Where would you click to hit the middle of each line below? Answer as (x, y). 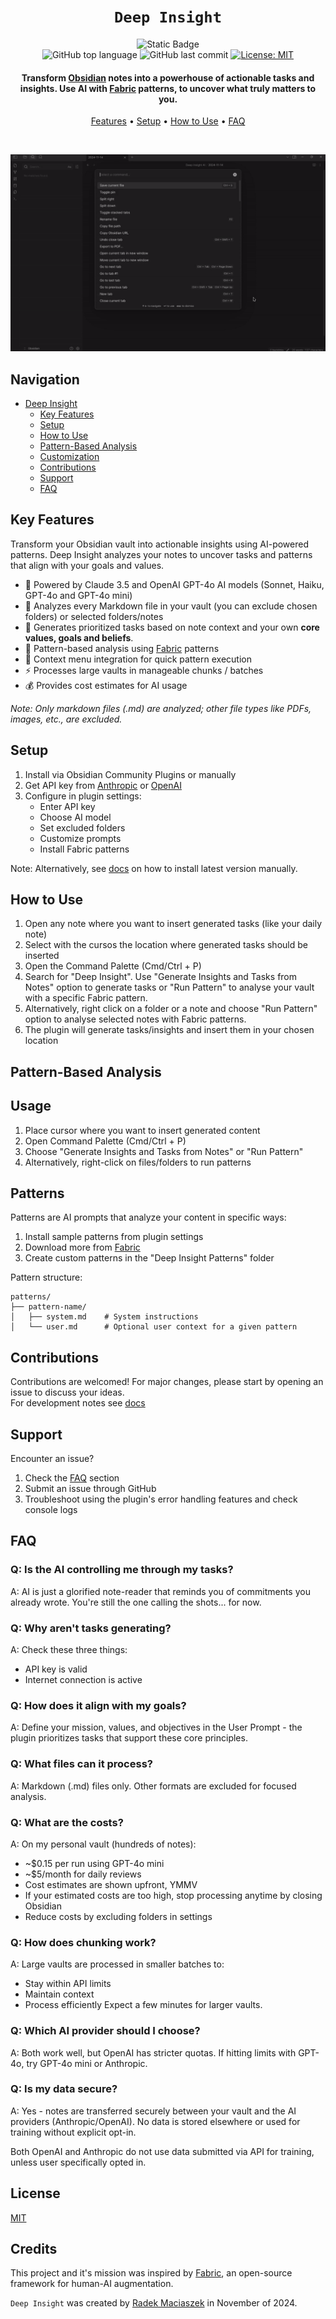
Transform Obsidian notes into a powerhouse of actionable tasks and (168, 77)
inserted (42, 956)
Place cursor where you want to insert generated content (142, 1130)
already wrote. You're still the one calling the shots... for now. (136, 1602)
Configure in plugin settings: (83, 796)
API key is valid (56, 1669)
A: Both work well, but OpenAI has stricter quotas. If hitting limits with (153, 2052)
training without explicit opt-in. (73, 2132)
